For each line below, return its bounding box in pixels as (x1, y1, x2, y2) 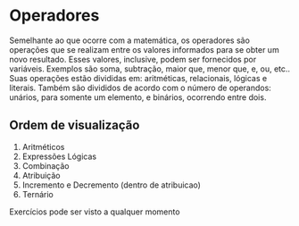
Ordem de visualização (9, 118, 140, 133)
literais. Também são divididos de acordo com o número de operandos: (9, 82, 272, 93)
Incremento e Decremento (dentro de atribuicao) (21, 180, 201, 190)
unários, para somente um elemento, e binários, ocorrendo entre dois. (9, 91, 267, 103)
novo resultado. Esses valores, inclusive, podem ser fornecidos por (9, 54, 257, 64)
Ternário (21, 188, 54, 199)
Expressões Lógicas (21, 151, 96, 162)
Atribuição (21, 170, 61, 180)
